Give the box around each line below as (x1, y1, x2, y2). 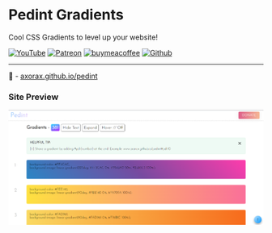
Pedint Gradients (8, 6, 124, 24)
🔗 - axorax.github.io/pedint (8, 71, 99, 81)
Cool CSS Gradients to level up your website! (8, 32, 158, 42)
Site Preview (8, 91, 59, 102)
